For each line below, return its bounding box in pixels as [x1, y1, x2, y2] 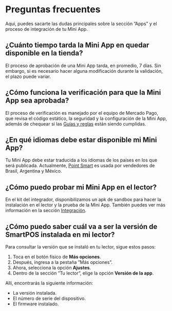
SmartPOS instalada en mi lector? [5, 230, 115, 239]
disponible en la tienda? [5, 49, 83, 57]
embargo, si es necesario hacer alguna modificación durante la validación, [5, 68, 163, 74]
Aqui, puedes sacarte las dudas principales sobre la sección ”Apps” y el [5, 20, 158, 27]
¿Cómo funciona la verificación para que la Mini [5, 88, 161, 97]
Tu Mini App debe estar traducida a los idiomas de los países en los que [5, 157, 158, 163]
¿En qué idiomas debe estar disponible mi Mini [5, 135, 158, 144]
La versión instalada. [12, 290, 57, 296]
